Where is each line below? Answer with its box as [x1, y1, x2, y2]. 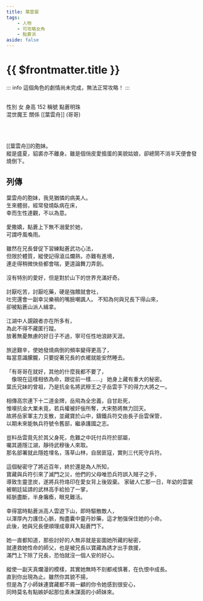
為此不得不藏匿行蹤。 [6, 325, 59, 332]
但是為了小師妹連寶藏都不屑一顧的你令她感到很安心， [6, 580, 139, 588]
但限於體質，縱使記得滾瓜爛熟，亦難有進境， [6, 252, 118, 259]
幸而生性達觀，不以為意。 [6, 209, 70, 216]
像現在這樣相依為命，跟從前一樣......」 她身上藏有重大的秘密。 [11, 375, 166, 382]
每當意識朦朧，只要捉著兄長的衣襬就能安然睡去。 [6, 354, 128, 361]
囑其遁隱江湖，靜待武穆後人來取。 [6, 441, 91, 448]
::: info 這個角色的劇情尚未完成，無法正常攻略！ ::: [6, 84, 130, 91]
